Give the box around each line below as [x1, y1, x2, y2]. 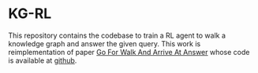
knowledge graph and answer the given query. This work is [8, 38, 201, 48]
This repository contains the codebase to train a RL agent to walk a [8, 31, 226, 40]
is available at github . [8, 56, 77, 65]
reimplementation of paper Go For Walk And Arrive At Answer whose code [8, 47, 250, 57]
